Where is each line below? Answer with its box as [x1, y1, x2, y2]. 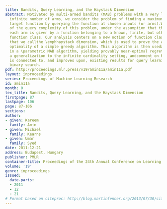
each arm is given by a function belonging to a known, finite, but [9, 30, 155, 35]
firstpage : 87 [5, 95, 35, 100]
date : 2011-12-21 [5, 146, 41, 151]
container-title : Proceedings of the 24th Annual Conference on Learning [5, 159, 162, 164]
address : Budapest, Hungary [5, 150, 64, 155]
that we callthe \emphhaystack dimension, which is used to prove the [9, 40, 159, 45]
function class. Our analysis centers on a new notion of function [9, 35, 153, 40]
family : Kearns [9, 132, 41, 137]
